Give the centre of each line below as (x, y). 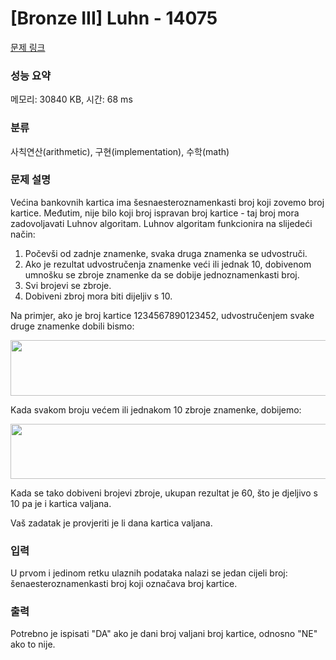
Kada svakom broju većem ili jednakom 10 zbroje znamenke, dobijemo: (156, 409)
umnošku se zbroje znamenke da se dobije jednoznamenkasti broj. (162, 274)
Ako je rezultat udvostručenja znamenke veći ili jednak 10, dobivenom (168, 264)
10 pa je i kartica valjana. (61, 503)
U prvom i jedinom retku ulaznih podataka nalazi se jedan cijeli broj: (149, 573)
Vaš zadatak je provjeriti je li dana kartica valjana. (111, 523)
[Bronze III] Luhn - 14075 (114, 18)
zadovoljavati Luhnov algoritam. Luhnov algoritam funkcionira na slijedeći (161, 223)
